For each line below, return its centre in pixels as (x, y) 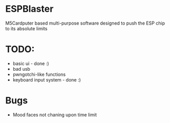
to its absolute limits (26, 28)
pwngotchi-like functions (39, 74)
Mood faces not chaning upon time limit (55, 115)
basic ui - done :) (31, 63)
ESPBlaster (30, 9)
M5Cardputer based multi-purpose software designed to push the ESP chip (85, 23)
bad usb (22, 69)
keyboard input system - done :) (47, 79)
